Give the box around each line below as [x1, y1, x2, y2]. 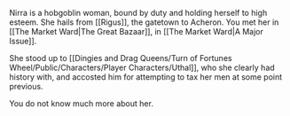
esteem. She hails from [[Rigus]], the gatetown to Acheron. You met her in [9, 17, 279, 27]
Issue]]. [9, 35, 37, 46]
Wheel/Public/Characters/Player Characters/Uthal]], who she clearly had [9, 62, 275, 73]
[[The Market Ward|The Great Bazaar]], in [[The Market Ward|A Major [9, 27, 264, 36]
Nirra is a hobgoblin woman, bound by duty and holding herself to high [9, 8, 268, 18]
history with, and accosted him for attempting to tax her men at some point [9, 72, 283, 82]
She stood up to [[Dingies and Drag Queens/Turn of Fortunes [9, 53, 232, 63]
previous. [9, 81, 43, 91]
